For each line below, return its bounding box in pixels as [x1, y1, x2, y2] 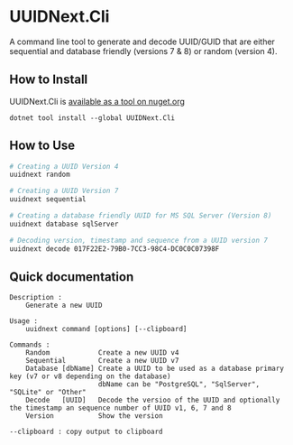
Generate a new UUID [25, 301, 103, 311]
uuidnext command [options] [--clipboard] [25, 325, 188, 334]
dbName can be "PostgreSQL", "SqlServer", [97, 380, 260, 389]
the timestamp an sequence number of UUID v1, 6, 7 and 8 [9, 403, 232, 413]
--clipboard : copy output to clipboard [9, 427, 164, 437]
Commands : [9, 340, 50, 349]
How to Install [9, 72, 88, 88]
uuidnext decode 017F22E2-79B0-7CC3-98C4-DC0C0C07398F [9, 244, 220, 254]
